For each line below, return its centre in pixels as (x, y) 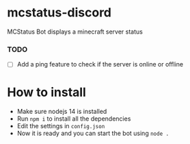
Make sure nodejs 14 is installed (62, 112)
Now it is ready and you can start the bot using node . (93, 133)
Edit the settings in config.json (61, 126)
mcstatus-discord (59, 13)
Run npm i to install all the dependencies (74, 119)
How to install (47, 92)
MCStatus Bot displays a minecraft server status (75, 32)
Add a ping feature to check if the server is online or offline (100, 64)
